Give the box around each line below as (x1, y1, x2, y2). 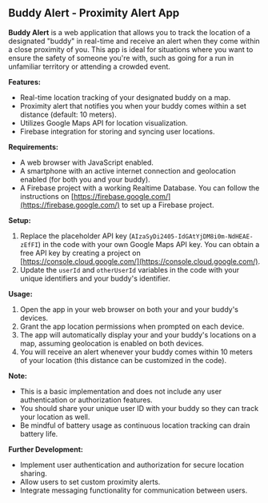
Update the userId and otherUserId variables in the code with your (19, 265, 240, 274)
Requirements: (8, 142, 58, 151)
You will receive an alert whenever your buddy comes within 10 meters (19, 347, 254, 357)
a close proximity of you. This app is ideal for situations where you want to (8, 44, 254, 54)
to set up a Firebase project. (121, 200, 214, 210)
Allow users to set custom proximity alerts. (19, 477, 161, 486)
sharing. (19, 468, 48, 478)
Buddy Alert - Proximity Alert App (8, 6, 180, 20)
